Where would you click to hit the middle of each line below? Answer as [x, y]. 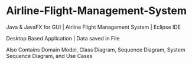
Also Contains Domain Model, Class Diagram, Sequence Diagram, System [96, 49]
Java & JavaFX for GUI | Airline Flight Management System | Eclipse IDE [94, 27]
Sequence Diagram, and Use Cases [49, 56]
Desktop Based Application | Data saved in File [63, 38]
